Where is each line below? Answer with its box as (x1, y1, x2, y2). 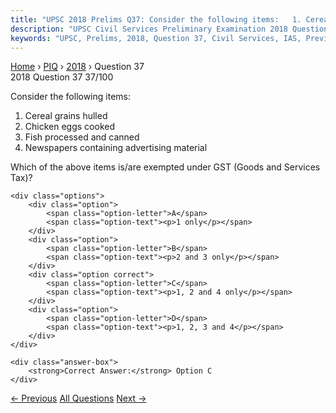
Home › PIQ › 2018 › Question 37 (10, 61, 145, 73)
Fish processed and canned (24, 131, 140, 143)
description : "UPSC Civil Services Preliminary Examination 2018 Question (10, 24, 329, 34)
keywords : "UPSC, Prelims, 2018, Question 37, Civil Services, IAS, (10, 33, 302, 43)
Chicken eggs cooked (24, 121, 115, 133)
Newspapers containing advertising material (24, 142, 208, 154)
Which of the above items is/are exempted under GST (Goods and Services (10, 161, 321, 173)
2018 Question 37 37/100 (10, 71, 114, 83)
